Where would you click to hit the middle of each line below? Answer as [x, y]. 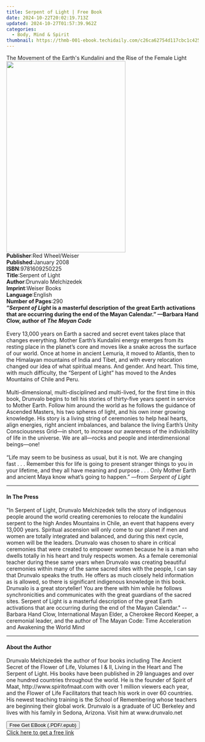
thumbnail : [20, 40]
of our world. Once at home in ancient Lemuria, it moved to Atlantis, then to [101, 353]
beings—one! [23, 444]
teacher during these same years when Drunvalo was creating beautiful [96, 562]
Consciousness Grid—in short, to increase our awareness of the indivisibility [102, 431]
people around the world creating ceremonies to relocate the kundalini [95, 517]
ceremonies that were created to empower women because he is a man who [103, 549]
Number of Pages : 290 [34, 301]
